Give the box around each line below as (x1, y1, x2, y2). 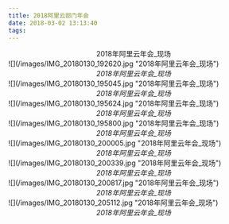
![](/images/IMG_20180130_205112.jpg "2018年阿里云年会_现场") (8, 198, 219, 207)
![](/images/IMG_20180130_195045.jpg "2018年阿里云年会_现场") (8, 79, 219, 88)
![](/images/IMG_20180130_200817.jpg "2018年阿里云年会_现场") (8, 178, 219, 187)
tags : (8, 26, 26, 34)
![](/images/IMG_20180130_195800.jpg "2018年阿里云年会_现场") (8, 118, 219, 128)
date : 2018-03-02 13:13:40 (8, 19, 98, 27)
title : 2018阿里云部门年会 (8, 11, 89, 20)
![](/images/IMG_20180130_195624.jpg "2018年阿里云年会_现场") (8, 98, 219, 108)
